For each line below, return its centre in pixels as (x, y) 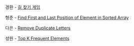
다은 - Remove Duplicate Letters (38, 28)
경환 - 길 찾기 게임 (23, 7)
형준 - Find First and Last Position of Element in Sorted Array (67, 18)
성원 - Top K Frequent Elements (37, 38)
